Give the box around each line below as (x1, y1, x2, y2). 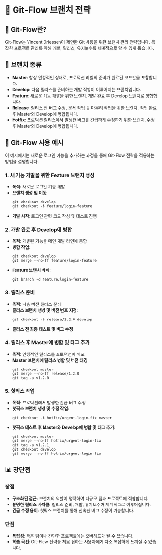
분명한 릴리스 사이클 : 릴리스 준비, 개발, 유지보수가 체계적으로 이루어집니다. (12, 501, 151, 507)
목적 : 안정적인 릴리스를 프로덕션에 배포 (12, 351, 85, 357)
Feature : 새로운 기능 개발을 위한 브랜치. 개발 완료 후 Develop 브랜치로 (12, 93, 145, 99)
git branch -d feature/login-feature (12, 277, 88, 282)
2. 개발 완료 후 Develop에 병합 (5, 226, 72, 233)
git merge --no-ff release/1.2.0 (12, 371, 80, 376)
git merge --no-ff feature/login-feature (12, 258, 97, 263)
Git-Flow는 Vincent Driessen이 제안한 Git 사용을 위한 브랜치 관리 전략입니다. (5, 39, 150, 45)
